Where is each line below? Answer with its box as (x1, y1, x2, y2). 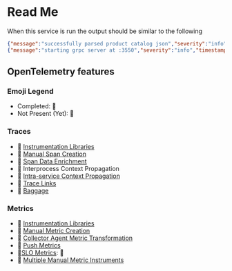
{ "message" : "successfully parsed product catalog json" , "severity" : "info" (7, 40, 227, 47)
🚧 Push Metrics (17, 241, 61, 249)
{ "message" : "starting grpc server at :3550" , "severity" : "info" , (7, 46, 196, 54)
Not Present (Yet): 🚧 (17, 110, 75, 118)
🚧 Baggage (17, 186, 49, 194)
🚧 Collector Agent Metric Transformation (17, 234, 133, 242)
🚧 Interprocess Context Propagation (17, 164, 119, 172)
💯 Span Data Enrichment (17, 157, 88, 165)
